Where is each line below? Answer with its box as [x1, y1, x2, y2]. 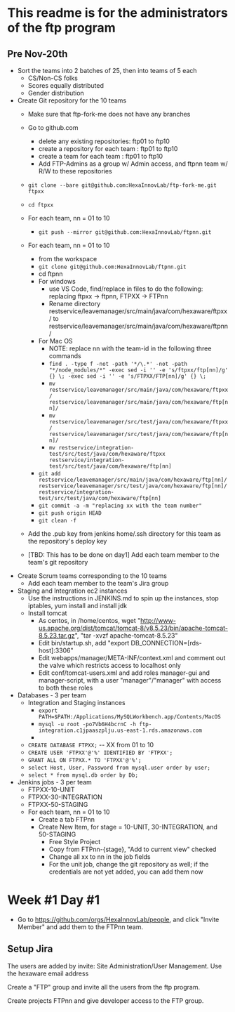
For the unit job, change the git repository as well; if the [48, 860, 209, 868]
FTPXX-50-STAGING [27, 801, 88, 808]
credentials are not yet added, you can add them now [48, 867, 203, 876]
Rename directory [48, 300, 101, 308]
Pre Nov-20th [7, 48, 68, 60]
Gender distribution [27, 89, 84, 97]
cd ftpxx [27, 202, 54, 209]
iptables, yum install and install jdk [27, 602, 128, 610]
